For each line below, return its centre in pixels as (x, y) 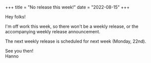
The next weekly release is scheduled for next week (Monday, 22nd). (76, 41)
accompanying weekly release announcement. (53, 31)
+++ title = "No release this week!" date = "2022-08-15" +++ (67, 7)
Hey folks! (15, 17)
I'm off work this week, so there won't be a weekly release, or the (72, 26)
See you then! (19, 51)
